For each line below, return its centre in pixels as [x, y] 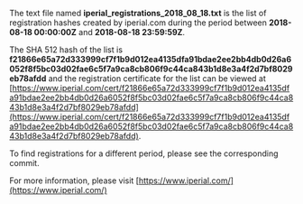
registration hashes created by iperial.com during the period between [138, 23]
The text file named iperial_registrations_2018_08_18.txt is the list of [138, 13]
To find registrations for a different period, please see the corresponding [144, 153]
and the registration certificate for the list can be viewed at [157, 79]
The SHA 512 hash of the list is [66, 50]
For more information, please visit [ [74, 181]
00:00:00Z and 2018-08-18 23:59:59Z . [110, 32]
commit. [24, 163]
